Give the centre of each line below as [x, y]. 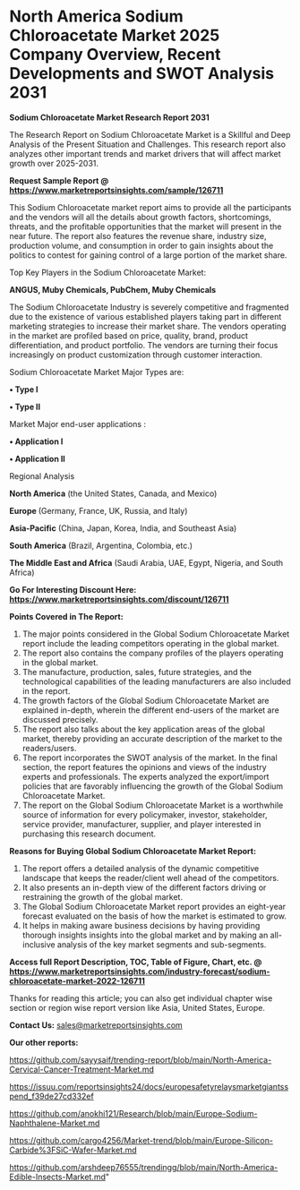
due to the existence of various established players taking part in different [146, 316]
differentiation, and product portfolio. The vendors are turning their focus [144, 345]
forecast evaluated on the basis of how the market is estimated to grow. [154, 916]
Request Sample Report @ [59, 180]
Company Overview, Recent [115, 55]
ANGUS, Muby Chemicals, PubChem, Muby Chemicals [113, 289]
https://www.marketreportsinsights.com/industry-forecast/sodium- [140, 971]
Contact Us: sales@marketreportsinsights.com [96, 1025]
